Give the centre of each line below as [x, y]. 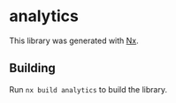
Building [32, 68]
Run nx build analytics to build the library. [88, 89]
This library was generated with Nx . [74, 40]
